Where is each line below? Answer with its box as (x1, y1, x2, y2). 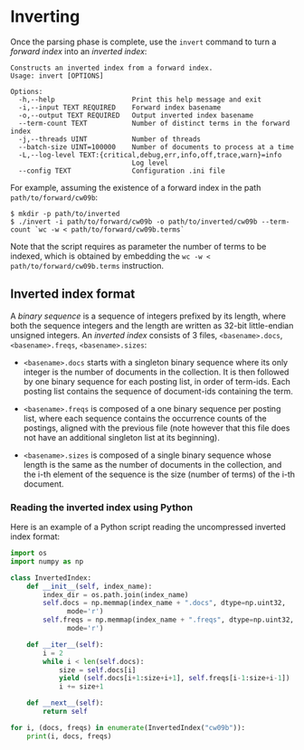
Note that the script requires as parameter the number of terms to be (10, 241, 267, 252)
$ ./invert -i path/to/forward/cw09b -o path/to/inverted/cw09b (10, 217, 258, 226)
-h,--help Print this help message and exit (18, 95, 261, 104)
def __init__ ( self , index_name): (26, 582, 153, 591)
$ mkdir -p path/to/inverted (10, 209, 120, 218)
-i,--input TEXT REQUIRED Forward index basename (18, 102, 222, 112)
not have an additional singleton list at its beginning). (23, 432, 221, 442)
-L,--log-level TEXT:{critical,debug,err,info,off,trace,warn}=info (18, 150, 282, 159)
